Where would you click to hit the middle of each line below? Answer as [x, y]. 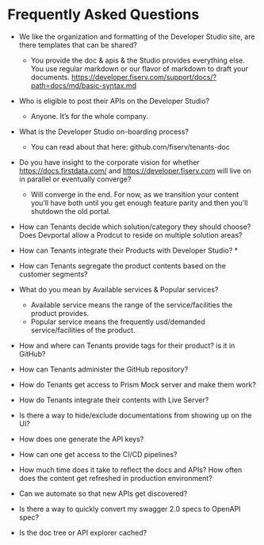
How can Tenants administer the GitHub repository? [103, 369]
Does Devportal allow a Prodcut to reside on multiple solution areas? [130, 234]
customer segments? [53, 274]
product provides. [60, 313]
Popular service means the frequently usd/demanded [118, 322]
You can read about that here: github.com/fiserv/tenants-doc [130, 147]
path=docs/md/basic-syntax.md [83, 86]
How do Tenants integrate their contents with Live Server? [114, 400]
